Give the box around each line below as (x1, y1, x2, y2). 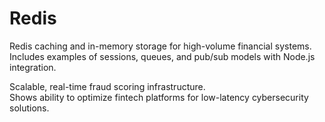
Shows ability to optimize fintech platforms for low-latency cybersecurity (9, 91, 309, 103)
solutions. (9, 102, 50, 114)
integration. (9, 61, 57, 73)
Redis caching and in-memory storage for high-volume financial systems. (9, 40, 312, 52)
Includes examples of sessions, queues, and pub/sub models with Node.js (9, 50, 316, 62)
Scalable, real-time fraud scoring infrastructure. (9, 80, 206, 92)
